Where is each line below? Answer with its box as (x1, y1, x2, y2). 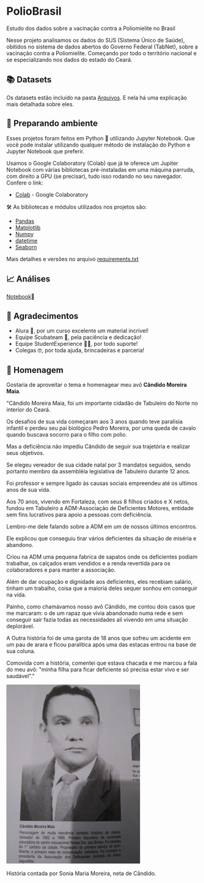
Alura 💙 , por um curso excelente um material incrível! (15, 327, 148, 335)
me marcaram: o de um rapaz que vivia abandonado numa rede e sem (6, 610, 183, 617)
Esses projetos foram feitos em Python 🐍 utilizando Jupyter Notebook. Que (6, 134, 195, 142)
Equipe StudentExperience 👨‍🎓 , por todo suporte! (15, 340, 138, 348)
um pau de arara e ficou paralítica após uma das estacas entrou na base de (6, 641, 197, 648)
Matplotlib (15, 224, 41, 231)
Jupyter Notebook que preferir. (6, 147, 84, 155)
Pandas (15, 217, 35, 224)
